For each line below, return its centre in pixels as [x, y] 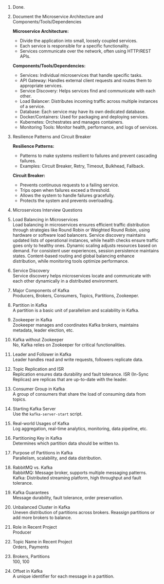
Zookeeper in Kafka [32, 320]
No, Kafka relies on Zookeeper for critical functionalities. [69, 345]
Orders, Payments [31, 547]
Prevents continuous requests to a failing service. [69, 185]
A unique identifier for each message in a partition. [64, 576]
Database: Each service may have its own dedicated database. [83, 112]
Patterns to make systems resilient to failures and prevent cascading [88, 156]
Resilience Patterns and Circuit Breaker [52, 137]
